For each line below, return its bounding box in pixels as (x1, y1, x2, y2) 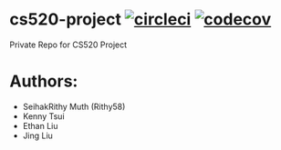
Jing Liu (22, 130, 53, 141)
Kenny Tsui (22, 110, 66, 122)
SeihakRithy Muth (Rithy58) (22, 101, 126, 112)
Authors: (9, 71, 78, 92)
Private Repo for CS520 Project (9, 39, 128, 50)
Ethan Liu (22, 120, 58, 131)
